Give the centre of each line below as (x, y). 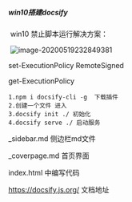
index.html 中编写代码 (44, 172)
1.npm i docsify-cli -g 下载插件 (63, 97)
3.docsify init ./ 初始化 (50, 114)
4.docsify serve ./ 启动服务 (54, 123)
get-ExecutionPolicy (41, 81)
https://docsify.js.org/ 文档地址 (59, 189)
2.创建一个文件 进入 (38, 105)
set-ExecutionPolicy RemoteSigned (66, 65)
